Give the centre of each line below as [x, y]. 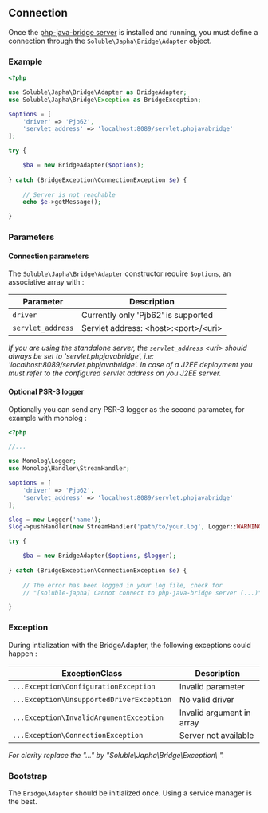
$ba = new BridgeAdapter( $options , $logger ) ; [100, 556]
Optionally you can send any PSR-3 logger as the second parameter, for [126, 409]
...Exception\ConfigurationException [84, 686]
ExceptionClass [92, 673]
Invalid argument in [215, 713]
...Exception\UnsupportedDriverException [92, 699]
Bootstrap [28, 776]
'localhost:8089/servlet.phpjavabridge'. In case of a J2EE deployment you [130, 365]
